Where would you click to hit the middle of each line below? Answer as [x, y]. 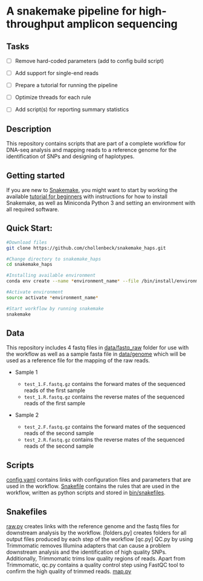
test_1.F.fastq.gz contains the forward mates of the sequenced [105, 384]
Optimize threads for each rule [53, 98]
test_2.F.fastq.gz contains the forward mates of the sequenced [105, 427]
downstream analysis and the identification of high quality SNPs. [87, 552]
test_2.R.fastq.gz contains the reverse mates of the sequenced [104, 440]
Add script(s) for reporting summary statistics [72, 110]
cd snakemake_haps [29, 265]
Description [29, 129]
